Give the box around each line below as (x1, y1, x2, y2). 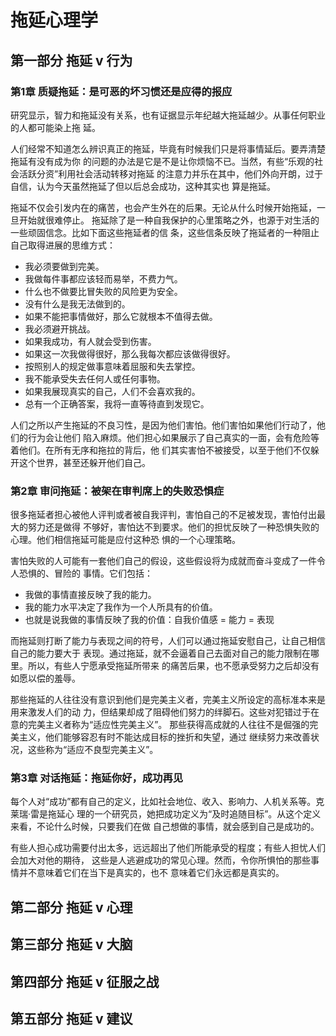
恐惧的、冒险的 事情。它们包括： (18, 567, 153, 580)
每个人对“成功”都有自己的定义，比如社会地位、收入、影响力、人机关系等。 (10, 796, 317, 808)
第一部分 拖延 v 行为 (10, 52, 133, 69)
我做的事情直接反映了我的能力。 (24, 589, 157, 601)
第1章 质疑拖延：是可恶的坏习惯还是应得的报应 (10, 84, 233, 98)
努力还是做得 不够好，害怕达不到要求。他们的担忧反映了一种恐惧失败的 (27, 521, 320, 533)
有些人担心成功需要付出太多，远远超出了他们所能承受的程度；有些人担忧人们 (10, 842, 326, 854)
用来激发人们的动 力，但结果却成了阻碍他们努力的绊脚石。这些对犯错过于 (10, 706, 311, 718)
